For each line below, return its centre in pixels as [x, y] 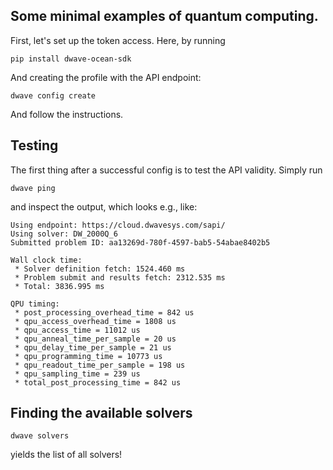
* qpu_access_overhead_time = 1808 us [95, 321]
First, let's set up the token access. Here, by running [118, 40]
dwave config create [53, 95]
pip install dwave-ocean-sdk [71, 59]
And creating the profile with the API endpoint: [106, 77]
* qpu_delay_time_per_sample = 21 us [93, 347]
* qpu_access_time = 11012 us [77, 330]
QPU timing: [35, 304]
